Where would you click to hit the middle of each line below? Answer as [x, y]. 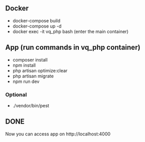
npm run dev [26, 81]
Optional [16, 95]
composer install [30, 60]
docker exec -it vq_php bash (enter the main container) [70, 31]
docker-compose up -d [37, 26]
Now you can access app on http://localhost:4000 [58, 134]
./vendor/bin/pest [31, 105]
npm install [24, 65]
